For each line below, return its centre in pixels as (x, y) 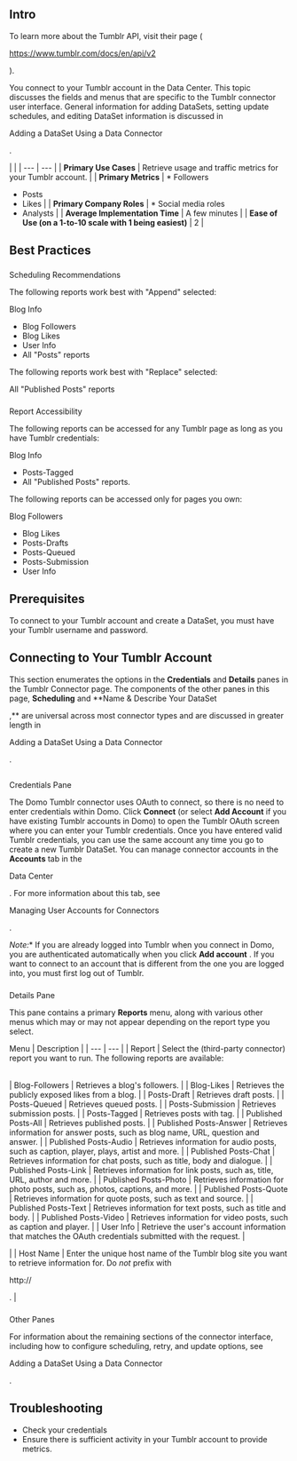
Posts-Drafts (45, 543)
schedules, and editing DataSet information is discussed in (116, 115)
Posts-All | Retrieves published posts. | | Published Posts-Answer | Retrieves (148, 1123)
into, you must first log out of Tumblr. (77, 973)
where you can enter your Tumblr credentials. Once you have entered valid (146, 830)
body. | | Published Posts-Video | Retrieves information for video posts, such (148, 1217)
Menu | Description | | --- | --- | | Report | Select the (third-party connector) (148, 1048)
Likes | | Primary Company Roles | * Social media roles (123, 203)
